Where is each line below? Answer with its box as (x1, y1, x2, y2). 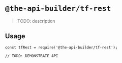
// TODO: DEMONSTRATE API (5, 53, 58, 58)
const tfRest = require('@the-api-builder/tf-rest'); (5, 45, 118, 50)
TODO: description (17, 18, 56, 24)
